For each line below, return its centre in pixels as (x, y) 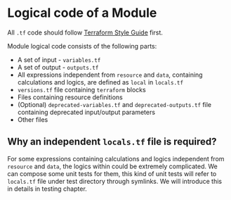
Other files (33, 119)
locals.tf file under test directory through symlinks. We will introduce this (115, 181)
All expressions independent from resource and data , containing (110, 75)
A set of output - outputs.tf (58, 67)
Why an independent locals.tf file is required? (112, 142)
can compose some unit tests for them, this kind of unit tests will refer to (112, 173)
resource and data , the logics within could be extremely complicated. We (112, 166)
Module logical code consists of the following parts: (82, 46)
